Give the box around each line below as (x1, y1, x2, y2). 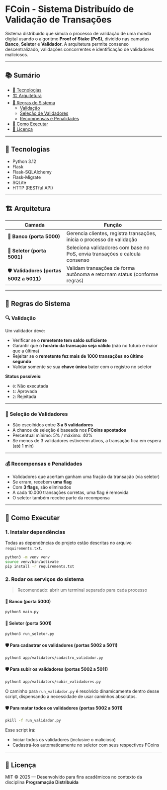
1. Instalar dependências (5, 528, 66, 535)
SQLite (12, 179, 26, 185)
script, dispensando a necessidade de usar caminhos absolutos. (5, 693, 137, 699)
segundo (12, 359, 31, 365)
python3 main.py (5, 610, 39, 615)
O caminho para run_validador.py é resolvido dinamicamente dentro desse (5, 688, 160, 694)
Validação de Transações (5, 14, 112, 25)
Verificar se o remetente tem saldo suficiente (12, 337, 107, 343)
